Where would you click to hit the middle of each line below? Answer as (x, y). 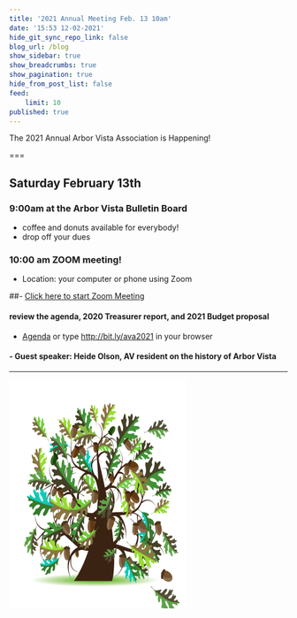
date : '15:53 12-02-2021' (57, 28)
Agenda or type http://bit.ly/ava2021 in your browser (118, 336)
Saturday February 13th (75, 183)
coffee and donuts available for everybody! (100, 228)
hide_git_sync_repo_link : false (69, 37)
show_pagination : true (51, 75)
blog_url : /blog (39, 47)
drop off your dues (56, 237)
